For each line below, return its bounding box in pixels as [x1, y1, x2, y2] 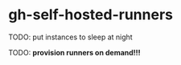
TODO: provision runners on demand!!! [8, 47, 141, 57]
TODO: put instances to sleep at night [8, 32, 133, 42]
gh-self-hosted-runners [8, 6, 173, 24]
